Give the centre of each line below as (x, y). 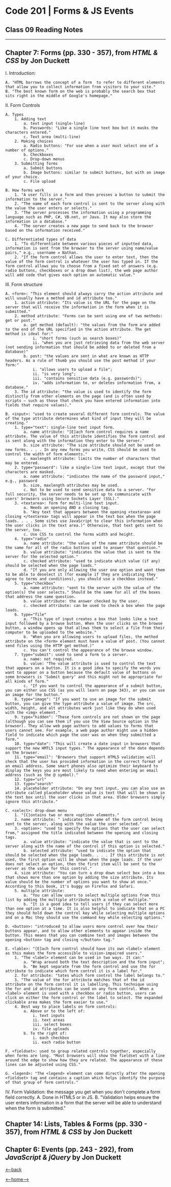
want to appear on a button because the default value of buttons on (81, 672)
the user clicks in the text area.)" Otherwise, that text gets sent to (84, 525)
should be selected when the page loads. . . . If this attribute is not (85, 855)
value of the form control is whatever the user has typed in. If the (82, 261)
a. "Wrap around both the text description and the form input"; (94, 962)
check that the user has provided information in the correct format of (84, 761)
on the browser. (22, 753)
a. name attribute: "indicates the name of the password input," (94, 476)
